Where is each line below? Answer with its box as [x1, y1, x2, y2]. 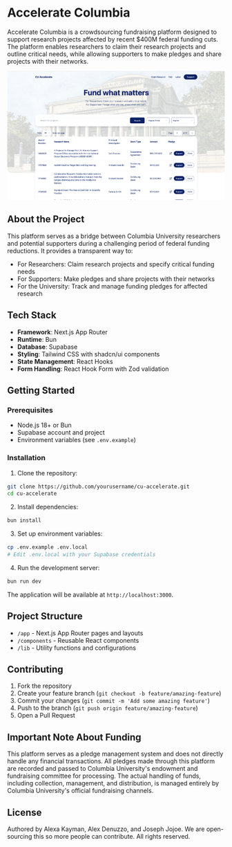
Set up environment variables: [17, 529, 103, 538]
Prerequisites [7, 405, 53, 415]
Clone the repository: [17, 468, 78, 477]
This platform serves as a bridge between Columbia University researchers [7, 232, 221, 240]
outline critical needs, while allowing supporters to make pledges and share [7, 50, 222, 58]
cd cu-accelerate [7, 490, 57, 498]
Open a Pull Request [17, 711, 76, 720]
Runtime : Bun [17, 335, 57, 343]
